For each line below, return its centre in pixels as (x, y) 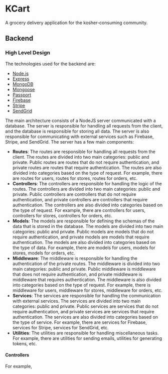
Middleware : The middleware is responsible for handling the (75, 258)
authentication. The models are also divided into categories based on (84, 242)
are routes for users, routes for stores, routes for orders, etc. (75, 178)
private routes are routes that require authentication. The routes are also (87, 167)
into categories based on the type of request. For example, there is (81, 285)
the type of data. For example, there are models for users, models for (84, 247)
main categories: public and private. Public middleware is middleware (84, 269)
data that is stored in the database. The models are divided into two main (88, 226)
